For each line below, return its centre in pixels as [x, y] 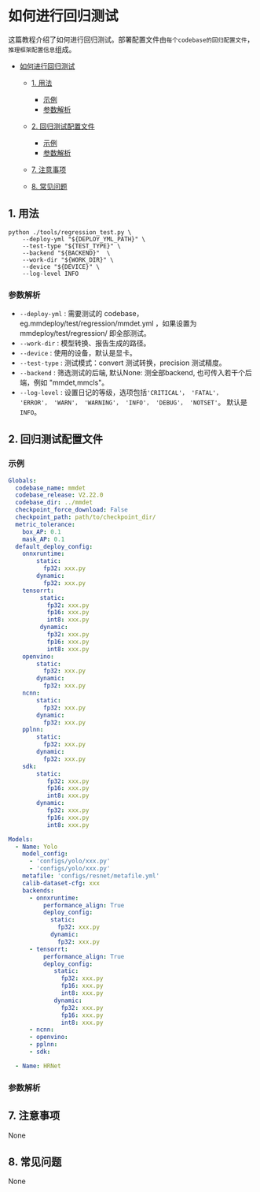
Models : [21, 839]
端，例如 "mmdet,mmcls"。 [64, 382]
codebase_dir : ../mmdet [54, 503]
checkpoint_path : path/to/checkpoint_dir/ [86, 517]
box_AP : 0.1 [42, 532]
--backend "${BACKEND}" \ [66, 253]
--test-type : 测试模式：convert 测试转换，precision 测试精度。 [123, 363]
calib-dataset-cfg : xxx [61, 883]
